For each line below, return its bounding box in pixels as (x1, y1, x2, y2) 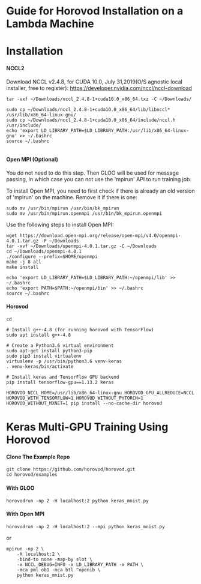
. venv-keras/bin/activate (6, 363, 74, 370)
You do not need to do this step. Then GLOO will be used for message (6, 169, 179, 176)
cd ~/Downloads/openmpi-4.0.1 (6, 248, 82, 254)
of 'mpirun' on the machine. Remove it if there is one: (6, 193, 137, 200)
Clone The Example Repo (6, 453, 70, 460)
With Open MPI (6, 510, 45, 517)
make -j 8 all (6, 259, 42, 265)
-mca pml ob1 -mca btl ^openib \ (17, 567, 101, 573)
